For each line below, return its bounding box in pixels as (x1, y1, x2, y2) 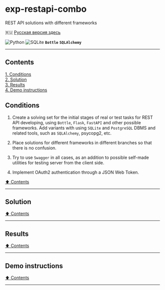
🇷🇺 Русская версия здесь (5, 29, 61, 35)
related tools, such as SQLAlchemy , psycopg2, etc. (12, 130, 112, 136)
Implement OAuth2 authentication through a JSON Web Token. (12, 169, 139, 175)
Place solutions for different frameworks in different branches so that (12, 140, 152, 145)
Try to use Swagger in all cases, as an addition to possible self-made (12, 154, 149, 160)
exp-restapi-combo (5, 3, 87, 15)
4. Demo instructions (5, 87, 48, 93)
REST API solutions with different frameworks (5, 20, 97, 26)
